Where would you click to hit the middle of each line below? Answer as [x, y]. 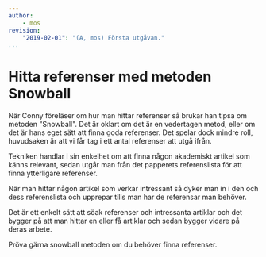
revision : [25, 30]
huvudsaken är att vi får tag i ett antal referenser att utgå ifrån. [110, 141]
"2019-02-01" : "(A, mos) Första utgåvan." [94, 38]
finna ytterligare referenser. [53, 173]
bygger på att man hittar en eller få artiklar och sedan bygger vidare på [124, 221]
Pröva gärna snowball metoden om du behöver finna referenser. [113, 245]
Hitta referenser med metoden [110, 77]
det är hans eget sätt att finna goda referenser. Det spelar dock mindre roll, [131, 132]
